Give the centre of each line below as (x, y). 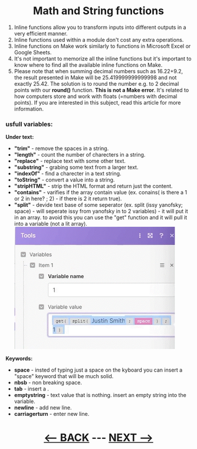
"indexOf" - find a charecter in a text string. (68, 174)
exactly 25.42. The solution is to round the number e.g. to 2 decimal (96, 83)
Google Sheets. (33, 52)
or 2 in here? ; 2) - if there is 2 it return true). (68, 199)
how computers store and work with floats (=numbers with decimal (96, 96)
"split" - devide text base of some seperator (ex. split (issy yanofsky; (98, 205)
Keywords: (19, 359)
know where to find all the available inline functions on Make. (88, 65)
